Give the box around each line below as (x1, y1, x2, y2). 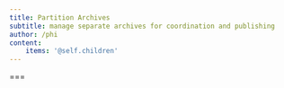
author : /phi (9, 30, 58, 39)
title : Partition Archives (9, 13, 111, 22)
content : (9, 38, 42, 48)
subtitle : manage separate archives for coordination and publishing (9, 22, 276, 31)
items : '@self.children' (25, 47, 119, 56)
